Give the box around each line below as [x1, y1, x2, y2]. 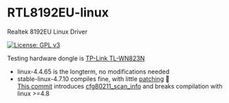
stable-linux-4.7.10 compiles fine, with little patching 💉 [17, 74, 170, 83]
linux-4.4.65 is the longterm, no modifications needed [17, 67, 170, 76]
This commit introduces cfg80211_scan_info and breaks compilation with [17, 82, 223, 90]
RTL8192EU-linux [7, 5, 109, 21]
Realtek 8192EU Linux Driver [7, 27, 88, 36]
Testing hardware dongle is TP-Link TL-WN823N [7, 54, 145, 62]
